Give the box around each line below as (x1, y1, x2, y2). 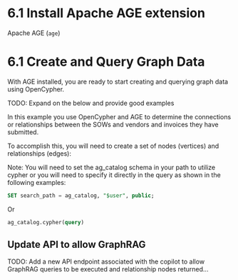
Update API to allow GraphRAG (7, 239, 146, 251)
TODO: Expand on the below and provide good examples (7, 99, 175, 107)
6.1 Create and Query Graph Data (7, 54, 205, 70)
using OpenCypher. (7, 84, 65, 94)
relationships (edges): (7, 149, 72, 158)
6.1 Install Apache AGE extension (7, 5, 205, 21)
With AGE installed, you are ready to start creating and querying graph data (7, 77, 229, 86)
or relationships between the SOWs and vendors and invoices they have (7, 120, 219, 129)
